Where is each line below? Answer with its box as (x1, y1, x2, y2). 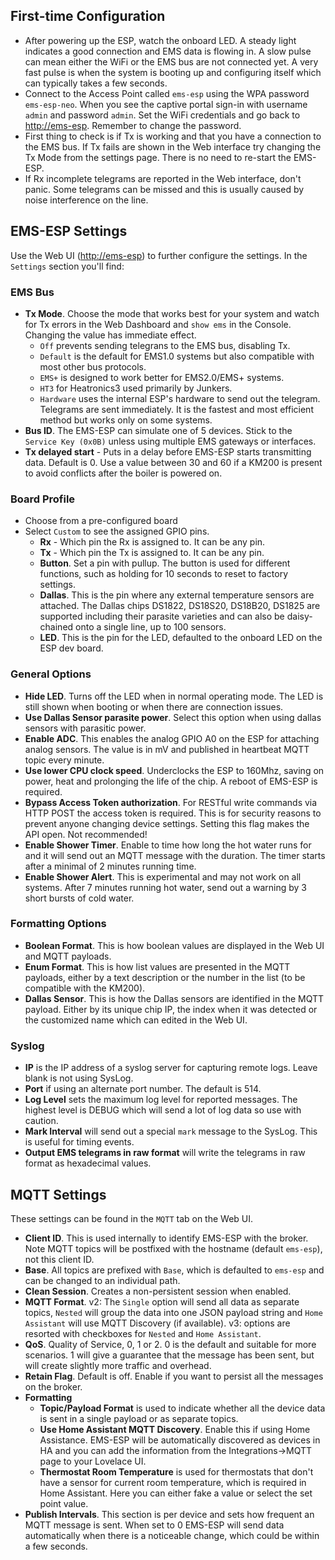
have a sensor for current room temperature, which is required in (39, 1476, 307, 1488)
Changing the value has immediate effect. (24, 329, 197, 341)
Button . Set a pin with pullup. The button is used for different (39, 557, 291, 569)
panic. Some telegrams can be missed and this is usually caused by (24, 183, 305, 195)
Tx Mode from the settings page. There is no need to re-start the (24, 151, 292, 163)
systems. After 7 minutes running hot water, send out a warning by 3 (24, 881, 307, 893)
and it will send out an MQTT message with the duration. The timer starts (24, 849, 326, 861)
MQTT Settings (10, 1186, 107, 1203)
